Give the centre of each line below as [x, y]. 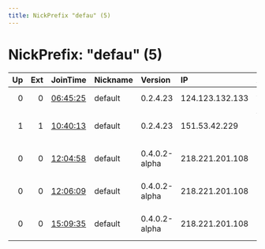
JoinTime [69, 80]
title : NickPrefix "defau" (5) [60, 15]
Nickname [114, 80]
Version [156, 80]
